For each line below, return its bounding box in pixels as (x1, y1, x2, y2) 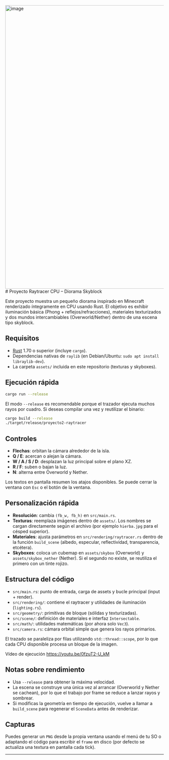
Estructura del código (5, 575, 74, 584)
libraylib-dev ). (12, 358, 45, 364)
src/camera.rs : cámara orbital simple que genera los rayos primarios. (12, 626, 156, 632)
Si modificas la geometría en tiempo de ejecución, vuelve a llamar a (12, 700, 153, 706)
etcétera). (12, 544, 33, 550)
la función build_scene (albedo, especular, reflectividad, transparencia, (12, 539, 160, 545)
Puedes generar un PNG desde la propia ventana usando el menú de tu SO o (5, 733, 161, 740)
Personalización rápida (5, 499, 79, 508)
